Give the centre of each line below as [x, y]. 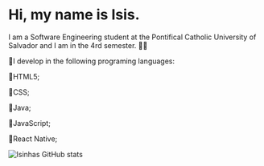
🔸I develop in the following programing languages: [92, 61]
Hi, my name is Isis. [74, 15]
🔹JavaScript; [29, 123]
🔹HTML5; [24, 76]
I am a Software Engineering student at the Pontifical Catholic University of [132, 37]
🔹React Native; [33, 139]
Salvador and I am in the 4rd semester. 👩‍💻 [78, 45]
